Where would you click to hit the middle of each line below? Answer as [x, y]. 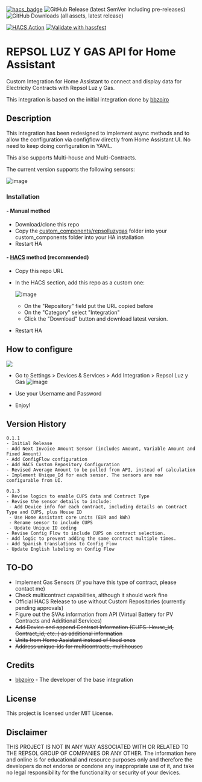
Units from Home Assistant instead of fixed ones [75, 639]
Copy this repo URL [39, 271]
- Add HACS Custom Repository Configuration [63, 464]
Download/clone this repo [47, 224]
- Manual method [28, 211]
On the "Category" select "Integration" [72, 312]
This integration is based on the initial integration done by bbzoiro [88, 99]
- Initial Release [29, 443]
